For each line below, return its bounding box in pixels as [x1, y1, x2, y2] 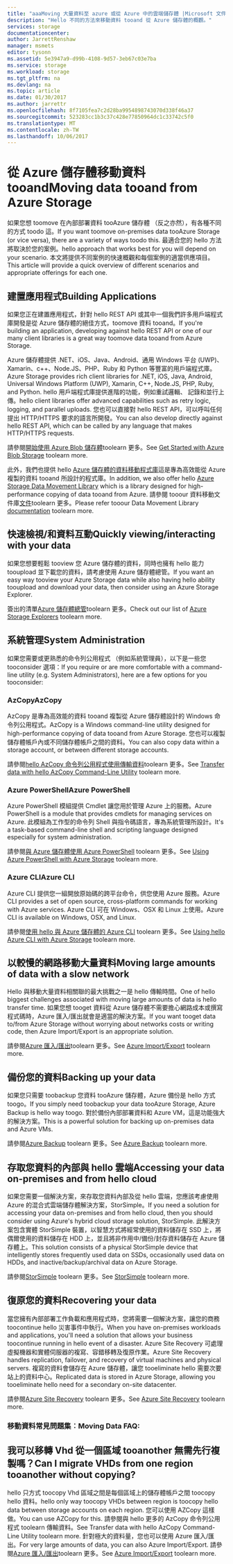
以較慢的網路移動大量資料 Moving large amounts [7, 957, 216, 968]
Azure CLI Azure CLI [7, 873, 75, 882]
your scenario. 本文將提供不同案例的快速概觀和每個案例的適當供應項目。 [7, 253, 214, 262]
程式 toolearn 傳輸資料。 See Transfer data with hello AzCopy [7, 1523, 182, 1531]
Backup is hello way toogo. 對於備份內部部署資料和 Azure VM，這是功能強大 [7, 1109, 225, 1117]
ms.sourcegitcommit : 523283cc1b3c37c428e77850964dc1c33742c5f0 [7, 113, 194, 120]
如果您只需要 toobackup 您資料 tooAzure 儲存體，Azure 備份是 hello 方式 [7, 1091, 216, 1100]
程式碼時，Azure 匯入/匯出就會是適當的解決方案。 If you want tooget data [7, 1012, 216, 1020]
